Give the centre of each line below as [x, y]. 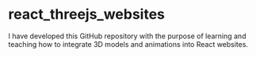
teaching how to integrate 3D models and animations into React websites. [128, 44]
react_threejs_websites [86, 14]
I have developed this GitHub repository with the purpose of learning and [127, 36]
